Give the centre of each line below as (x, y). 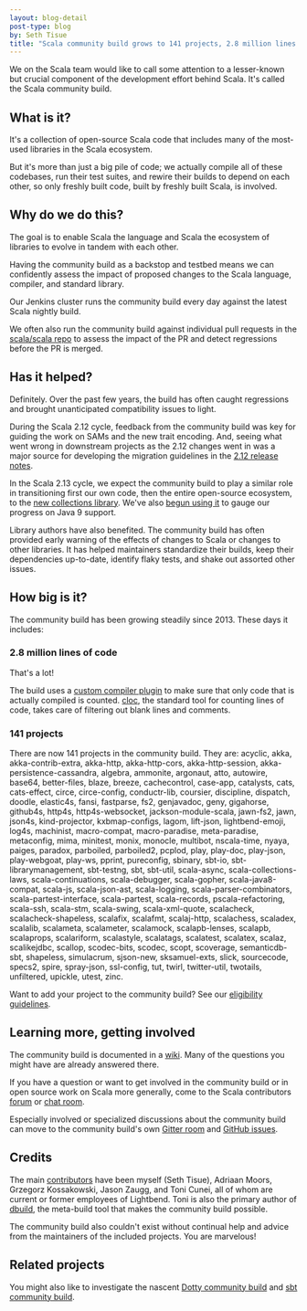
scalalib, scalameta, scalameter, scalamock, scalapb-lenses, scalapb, (140, 928)
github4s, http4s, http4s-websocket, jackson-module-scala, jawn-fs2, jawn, (153, 812)
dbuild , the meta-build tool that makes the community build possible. (138, 1209)
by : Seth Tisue (38, 35)
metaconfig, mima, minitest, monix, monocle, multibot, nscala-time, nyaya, (149, 841)
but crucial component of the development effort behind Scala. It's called (147, 79)
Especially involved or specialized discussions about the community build (148, 1119)
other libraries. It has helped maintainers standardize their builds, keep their (152, 549)
